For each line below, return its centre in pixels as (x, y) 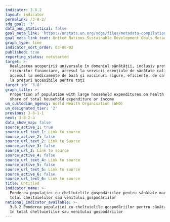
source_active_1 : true (29, 127)
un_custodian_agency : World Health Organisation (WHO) (64, 104)
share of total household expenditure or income (62, 99)
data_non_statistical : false (36, 29)
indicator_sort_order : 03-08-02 (39, 47)
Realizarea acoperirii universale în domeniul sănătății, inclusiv (82, 66)
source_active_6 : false (30, 174)
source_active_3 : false (30, 146)
